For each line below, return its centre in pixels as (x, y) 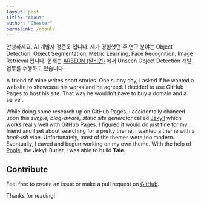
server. (15, 100)
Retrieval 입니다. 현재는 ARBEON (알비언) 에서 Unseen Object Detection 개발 (99, 61)
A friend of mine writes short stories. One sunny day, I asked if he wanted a (100, 81)
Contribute (27, 170)
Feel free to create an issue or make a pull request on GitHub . (83, 184)
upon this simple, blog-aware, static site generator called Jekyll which (94, 118)
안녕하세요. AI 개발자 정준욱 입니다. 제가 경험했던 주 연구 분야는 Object (90, 47)
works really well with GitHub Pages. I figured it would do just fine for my (97, 124)
